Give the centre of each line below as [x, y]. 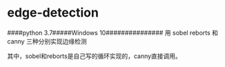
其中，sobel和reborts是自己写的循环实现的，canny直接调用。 [94, 56]
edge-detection [53, 13]
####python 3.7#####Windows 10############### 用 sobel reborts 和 [113, 32]
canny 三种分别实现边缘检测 [47, 41]
